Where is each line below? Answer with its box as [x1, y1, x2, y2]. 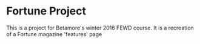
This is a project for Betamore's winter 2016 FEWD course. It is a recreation [6, 24, 194, 31]
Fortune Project [6, 4, 87, 18]
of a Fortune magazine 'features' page [6, 30, 102, 37]
